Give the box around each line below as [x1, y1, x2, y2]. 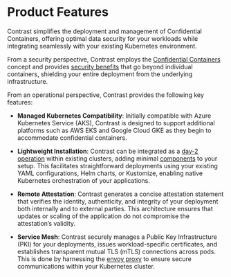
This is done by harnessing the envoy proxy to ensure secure [17, 254, 192, 263]
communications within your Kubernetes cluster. [17, 262, 156, 270]
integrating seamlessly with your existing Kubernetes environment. [7, 42, 197, 50]
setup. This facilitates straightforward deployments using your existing [17, 161, 218, 170]
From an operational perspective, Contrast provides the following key [7, 91, 204, 99]
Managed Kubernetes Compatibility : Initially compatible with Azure [17, 111, 212, 120]
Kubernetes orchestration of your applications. [17, 176, 150, 184]
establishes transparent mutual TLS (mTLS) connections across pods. [17, 247, 216, 256]
